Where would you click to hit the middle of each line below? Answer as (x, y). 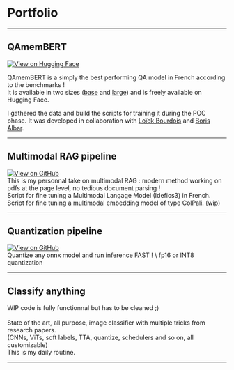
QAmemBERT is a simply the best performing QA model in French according (116, 77)
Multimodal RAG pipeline (62, 156)
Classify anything (46, 291)
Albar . (16, 128)
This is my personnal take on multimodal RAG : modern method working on (115, 180)
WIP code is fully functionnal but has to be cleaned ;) (83, 308)
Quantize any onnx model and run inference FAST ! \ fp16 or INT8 (101, 255)
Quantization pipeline (55, 231)
